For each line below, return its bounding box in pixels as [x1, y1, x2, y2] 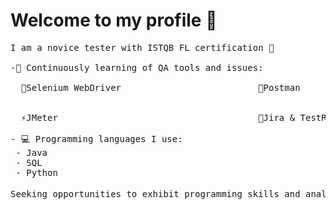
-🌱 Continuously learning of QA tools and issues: [10, 62, 264, 73]
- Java [15, 147, 48, 158]
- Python [15, 167, 58, 178]
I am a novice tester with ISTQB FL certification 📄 [10, 42, 275, 53]
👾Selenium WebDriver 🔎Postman [20, 82, 301, 93]
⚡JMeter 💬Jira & [20, 112, 296, 123]
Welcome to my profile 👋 [10, 9, 218, 32]
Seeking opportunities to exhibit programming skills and [10, 188, 301, 199]
